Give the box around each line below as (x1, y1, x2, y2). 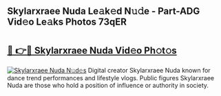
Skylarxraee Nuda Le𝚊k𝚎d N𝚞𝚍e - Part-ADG (7, 5, 200, 17)
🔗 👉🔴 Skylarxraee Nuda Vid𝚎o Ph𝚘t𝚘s (7, 45, 177, 56)
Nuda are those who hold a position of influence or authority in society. (7, 82, 209, 89)
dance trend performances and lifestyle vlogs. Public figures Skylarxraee (7, 74, 215, 82)
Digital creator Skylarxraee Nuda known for (87, 67, 211, 74)
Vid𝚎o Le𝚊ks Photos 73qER (7, 16, 127, 28)
